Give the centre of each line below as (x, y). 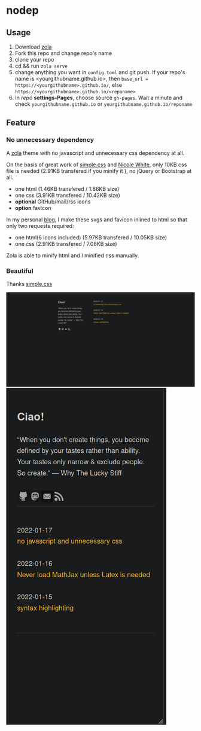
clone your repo (34, 60)
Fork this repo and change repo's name (63, 53)
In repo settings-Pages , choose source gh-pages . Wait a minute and (98, 98)
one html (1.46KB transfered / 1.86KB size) (67, 188)
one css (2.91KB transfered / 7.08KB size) (66, 243)
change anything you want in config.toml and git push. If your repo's (100, 72)
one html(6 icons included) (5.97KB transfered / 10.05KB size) (91, 237)
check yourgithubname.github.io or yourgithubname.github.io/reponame (103, 104)
